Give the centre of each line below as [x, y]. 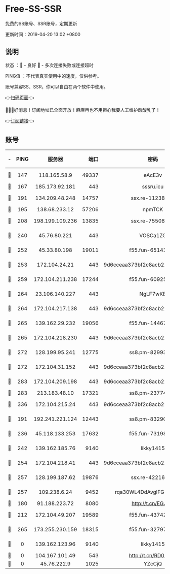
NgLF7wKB [153, 294]
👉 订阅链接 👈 [20, 120]
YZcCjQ [153, 563]
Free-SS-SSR [33, 9]
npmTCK [153, 209]
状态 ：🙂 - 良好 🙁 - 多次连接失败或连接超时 [49, 65]
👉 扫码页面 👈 [20, 98]
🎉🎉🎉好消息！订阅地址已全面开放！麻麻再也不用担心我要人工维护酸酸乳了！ [83, 110]
